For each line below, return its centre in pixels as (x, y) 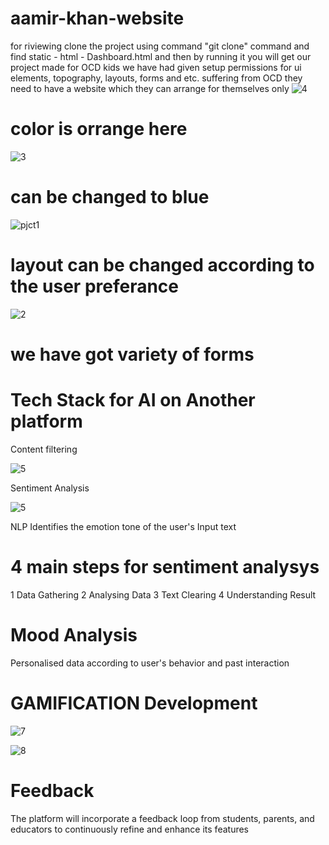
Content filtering (44, 449)
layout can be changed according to (162, 265)
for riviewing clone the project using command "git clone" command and (160, 46)
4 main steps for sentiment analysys (165, 567)
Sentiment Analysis (50, 488)
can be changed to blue (110, 197)
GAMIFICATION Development (134, 703)
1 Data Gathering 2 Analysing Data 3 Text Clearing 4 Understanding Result (163, 594)
